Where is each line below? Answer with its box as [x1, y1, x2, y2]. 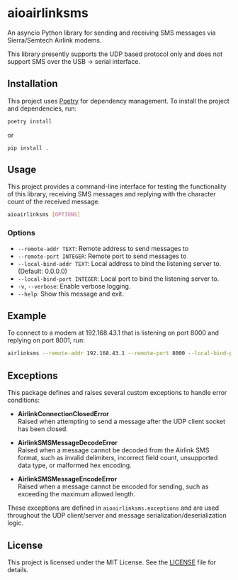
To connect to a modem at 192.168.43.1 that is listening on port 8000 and [7, 328, 220, 338]
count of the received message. [7, 197, 101, 206]
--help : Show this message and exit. [17, 289, 124, 298]
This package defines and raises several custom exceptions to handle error [7, 389, 227, 397]
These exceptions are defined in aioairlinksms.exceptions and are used [7, 503, 220, 512]
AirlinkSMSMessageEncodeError [17, 475, 118, 484]
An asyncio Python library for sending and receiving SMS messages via [7, 28, 216, 37]
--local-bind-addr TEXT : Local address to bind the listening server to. [17, 259, 222, 267]
